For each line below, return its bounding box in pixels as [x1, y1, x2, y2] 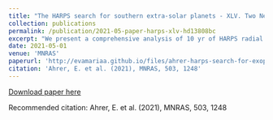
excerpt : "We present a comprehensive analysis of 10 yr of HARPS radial [8, 34, 264, 43]
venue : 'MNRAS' [8, 49, 60, 58]
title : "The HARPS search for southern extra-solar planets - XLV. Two [8, 11, 256, 20]
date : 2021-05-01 [8, 42, 67, 50]
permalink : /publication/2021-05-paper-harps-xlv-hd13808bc [8, 27, 217, 35]
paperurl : [8, 58, 42, 66]
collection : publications [8, 19, 96, 28]
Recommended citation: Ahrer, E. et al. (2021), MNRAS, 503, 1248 [8, 102, 227, 112]
